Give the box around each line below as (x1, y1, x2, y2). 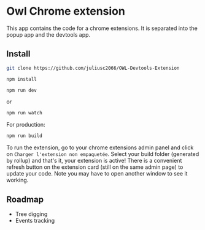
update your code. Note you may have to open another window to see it (6, 170, 188, 177)
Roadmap (6, 194, 44, 204)
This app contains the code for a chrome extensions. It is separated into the (6, 24, 198, 32)
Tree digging (15, 210, 48, 218)
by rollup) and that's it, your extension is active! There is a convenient (6, 157, 182, 165)
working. (6, 176, 29, 184)
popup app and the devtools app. (6, 31, 91, 38)
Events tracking (15, 217, 55, 224)
